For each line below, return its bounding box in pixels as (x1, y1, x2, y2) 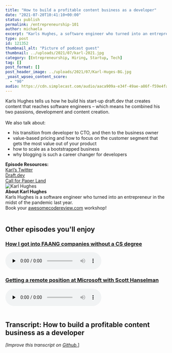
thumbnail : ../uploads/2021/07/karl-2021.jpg (5, 50, 104, 55)
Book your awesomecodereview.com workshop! (5, 204, 107, 211)
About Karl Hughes (5, 188, 47, 195)
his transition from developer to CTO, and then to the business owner (12, 129, 159, 136)
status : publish (5, 17, 40, 22)
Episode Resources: (5, 161, 49, 167)
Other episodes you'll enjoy (5, 225, 95, 234)
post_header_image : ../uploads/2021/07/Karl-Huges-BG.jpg (5, 70, 132, 75)
